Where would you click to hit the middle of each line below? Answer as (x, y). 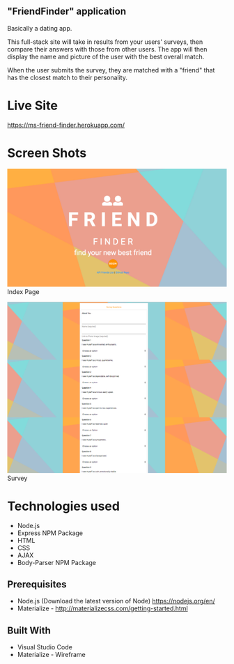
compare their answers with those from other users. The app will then (107, 49)
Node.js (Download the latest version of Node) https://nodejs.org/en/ (116, 601)
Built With (29, 630)
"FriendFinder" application (67, 11)
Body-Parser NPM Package (56, 562)
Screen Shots (47, 153)
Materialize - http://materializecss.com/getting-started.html (102, 608)
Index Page (23, 292)
